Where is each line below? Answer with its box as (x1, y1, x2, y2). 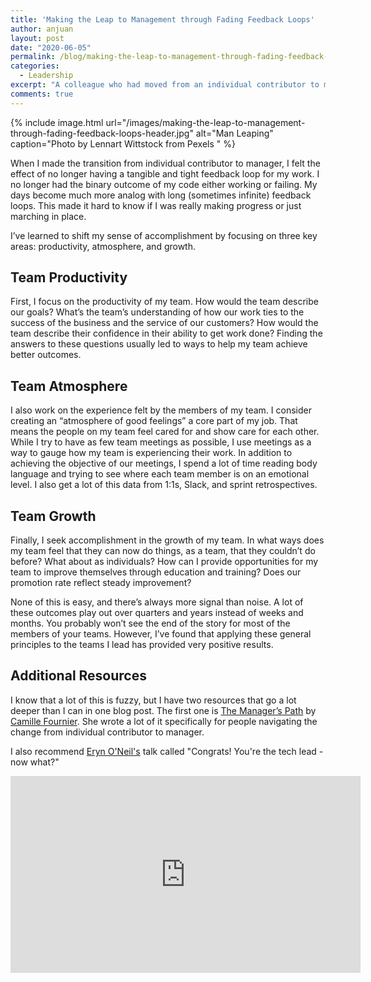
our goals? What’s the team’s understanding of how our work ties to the (10, 306, 305, 318)
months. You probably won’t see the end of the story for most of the (10, 617, 291, 630)
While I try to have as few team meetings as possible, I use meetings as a (10, 436, 312, 448)
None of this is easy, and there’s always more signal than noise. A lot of (10, 596, 304, 608)
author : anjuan (10, 24, 74, 34)
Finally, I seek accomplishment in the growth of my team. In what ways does (10, 534, 325, 546)
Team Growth (10, 507, 97, 525)
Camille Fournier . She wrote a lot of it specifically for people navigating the (10, 715, 318, 727)
